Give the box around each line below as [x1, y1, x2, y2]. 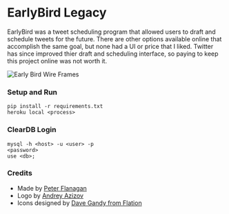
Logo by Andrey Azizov [17, 191, 84, 200]
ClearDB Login [7, 125, 57, 135]
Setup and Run [7, 87, 57, 97]
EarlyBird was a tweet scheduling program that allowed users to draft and [7, 28, 216, 36]
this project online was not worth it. [7, 56, 108, 65]
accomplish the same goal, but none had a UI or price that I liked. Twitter [7, 42, 214, 50]
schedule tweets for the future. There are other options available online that [7, 34, 222, 43]
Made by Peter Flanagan [17, 184, 88, 192]
